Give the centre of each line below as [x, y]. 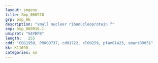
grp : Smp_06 [18, 19]
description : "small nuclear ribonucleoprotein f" [60, 24]
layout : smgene [21, 10]
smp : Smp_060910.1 [25, 29]
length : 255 [20, 39]
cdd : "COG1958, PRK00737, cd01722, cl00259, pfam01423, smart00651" [79, 43]
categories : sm [21, 52]
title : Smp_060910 [25, 15]
